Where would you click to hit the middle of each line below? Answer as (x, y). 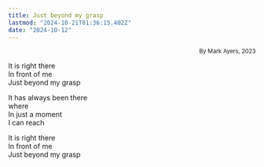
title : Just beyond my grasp (56, 15)
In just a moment (35, 114)
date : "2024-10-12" (40, 30)
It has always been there (48, 98)
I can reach (26, 123)
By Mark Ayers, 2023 (227, 52)
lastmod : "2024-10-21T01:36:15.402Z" (70, 23)
